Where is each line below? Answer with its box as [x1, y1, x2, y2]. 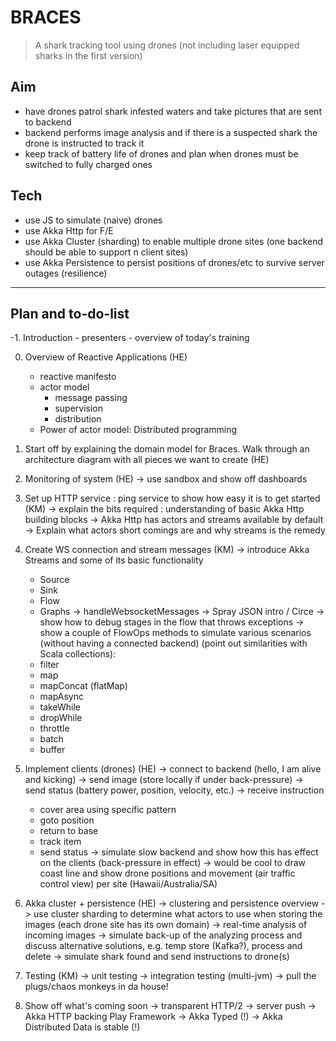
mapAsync [39, 691, 85, 703]
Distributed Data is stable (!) [24, 1021, 141, 1033]
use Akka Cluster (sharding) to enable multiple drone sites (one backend [24, 235, 324, 247]
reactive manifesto [39, 371, 117, 383]
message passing [54, 392, 128, 404]
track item [39, 836, 82, 848]
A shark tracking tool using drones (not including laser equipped [34, 39, 300, 51]
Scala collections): [39, 648, 117, 660]
